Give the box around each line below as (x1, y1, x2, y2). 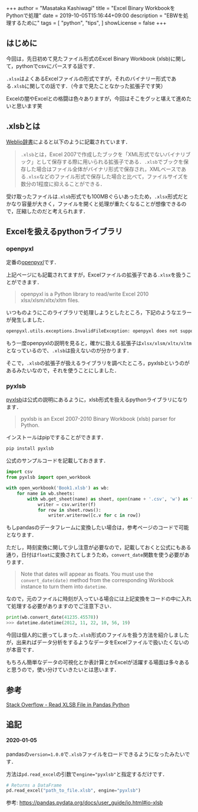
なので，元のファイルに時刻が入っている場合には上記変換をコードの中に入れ (6, 595, 192, 602)
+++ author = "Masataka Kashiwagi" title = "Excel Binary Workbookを (6, 5, 176, 11)
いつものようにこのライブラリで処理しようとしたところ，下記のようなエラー (6, 309, 192, 316)
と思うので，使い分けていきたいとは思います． (6, 666, 120, 673)
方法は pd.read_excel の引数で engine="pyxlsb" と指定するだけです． (6, 770, 168, 778)
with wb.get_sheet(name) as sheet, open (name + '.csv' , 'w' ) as (27, 496, 189, 502)
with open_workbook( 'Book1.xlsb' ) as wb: (6, 485, 110, 491)
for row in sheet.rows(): (37, 507, 101, 513)
